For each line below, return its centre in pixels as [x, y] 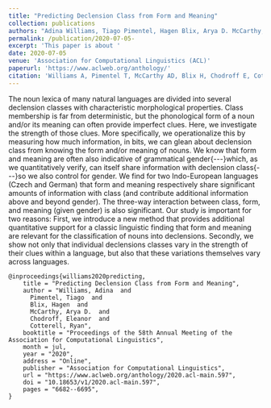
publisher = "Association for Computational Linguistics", [124, 368]
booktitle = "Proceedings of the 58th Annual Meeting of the [127, 333]
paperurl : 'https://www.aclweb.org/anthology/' [90, 69]
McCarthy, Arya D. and [70, 311]
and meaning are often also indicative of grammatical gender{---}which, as [133, 159]
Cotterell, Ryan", [60, 326]
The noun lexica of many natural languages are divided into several [120, 98]
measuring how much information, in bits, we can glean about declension [130, 141]
